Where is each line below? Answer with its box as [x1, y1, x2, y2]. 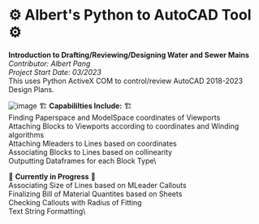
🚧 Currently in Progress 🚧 [8, 171, 96, 181]
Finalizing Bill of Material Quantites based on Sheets [8, 189, 183, 199]
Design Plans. [8, 84, 54, 94]
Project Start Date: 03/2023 [8, 67, 101, 77]
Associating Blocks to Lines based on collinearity [8, 147, 173, 156]
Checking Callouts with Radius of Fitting [8, 197, 142, 207]
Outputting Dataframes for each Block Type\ [8, 156, 157, 165]
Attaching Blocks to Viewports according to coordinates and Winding [8, 121, 240, 131]
